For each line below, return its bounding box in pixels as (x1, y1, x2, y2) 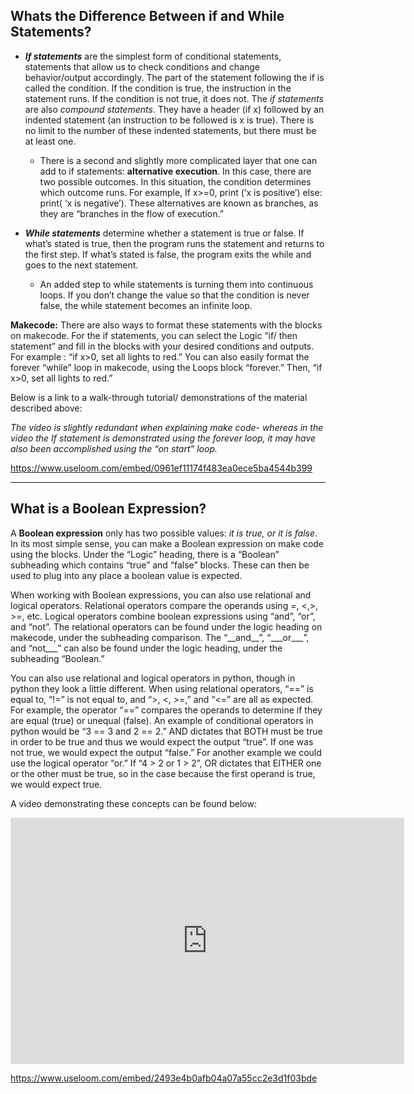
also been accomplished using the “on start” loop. (10, 442, 218, 454)
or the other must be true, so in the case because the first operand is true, (10, 767, 316, 779)
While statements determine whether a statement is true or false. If (24, 227, 305, 239)
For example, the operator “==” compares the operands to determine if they (10, 704, 323, 716)
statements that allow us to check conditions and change (24, 60, 261, 73)
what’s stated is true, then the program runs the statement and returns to (24, 237, 325, 249)
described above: (10, 402, 83, 414)
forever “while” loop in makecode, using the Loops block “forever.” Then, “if (10, 361, 323, 373)
